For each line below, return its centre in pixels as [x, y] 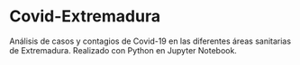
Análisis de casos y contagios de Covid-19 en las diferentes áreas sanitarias [150, 41]
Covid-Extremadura [85, 16]
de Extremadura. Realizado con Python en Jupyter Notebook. [123, 50]
